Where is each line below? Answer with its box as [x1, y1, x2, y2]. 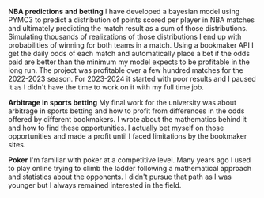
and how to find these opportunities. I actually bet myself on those [8, 123, 224, 132]
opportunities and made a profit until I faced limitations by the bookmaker [8, 131, 247, 141]
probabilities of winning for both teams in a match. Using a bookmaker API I [8, 40, 255, 50]
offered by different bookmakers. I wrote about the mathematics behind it [8, 115, 247, 124]
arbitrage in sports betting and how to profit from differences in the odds [8, 106, 245, 116]
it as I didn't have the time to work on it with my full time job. [8, 82, 204, 92]
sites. [8, 140, 26, 149]
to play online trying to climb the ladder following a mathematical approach [8, 164, 252, 173]
